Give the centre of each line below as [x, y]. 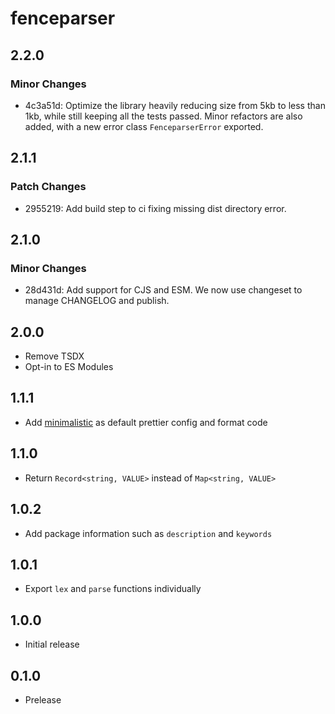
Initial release [52, 644]
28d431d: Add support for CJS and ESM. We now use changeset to [163, 290]
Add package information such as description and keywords [148, 533]
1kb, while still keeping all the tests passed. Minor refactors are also [163, 116]
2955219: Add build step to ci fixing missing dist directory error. [155, 208]
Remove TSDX [54, 356]
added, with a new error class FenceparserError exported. [144, 126]
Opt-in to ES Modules [69, 367]
